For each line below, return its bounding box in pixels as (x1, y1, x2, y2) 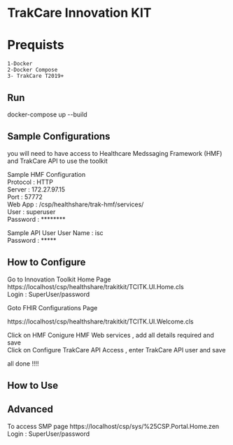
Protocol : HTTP (7, 178, 54, 186)
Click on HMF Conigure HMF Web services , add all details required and (7, 331, 215, 339)
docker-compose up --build (7, 110, 87, 119)
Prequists (7, 37, 64, 53)
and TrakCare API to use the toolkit (7, 157, 108, 165)
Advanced (7, 404, 54, 416)
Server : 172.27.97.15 (7, 185, 65, 194)
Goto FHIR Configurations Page (7, 303, 98, 312)
